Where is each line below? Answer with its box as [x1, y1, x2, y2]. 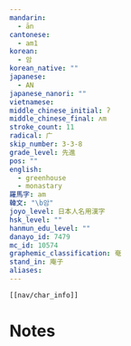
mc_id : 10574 [9, 241, 59, 250]
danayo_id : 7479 [9, 232, 70, 241]
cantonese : [9, 30, 51, 39]
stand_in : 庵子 [9, 257, 64, 267]
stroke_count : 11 [9, 123, 75, 132]
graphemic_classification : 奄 [9, 249, 122, 258]
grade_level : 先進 [9, 148, 76, 157]
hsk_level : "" [9, 215, 63, 225]
